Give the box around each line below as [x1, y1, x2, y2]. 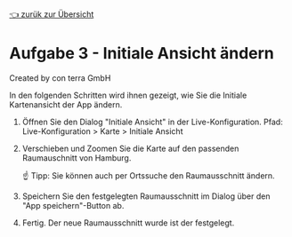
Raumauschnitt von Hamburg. [21, 152, 132, 163]
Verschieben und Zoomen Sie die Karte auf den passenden [21, 143, 239, 154]
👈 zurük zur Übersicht [9, 9, 94, 20]
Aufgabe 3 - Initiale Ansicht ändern [9, 43, 274, 64]
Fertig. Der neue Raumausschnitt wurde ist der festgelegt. [21, 217, 235, 228]
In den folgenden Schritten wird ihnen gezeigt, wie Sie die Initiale [9, 90, 247, 100]
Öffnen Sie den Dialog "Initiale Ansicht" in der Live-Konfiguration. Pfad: [21, 116, 283, 127]
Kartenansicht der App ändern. [9, 99, 123, 110]
